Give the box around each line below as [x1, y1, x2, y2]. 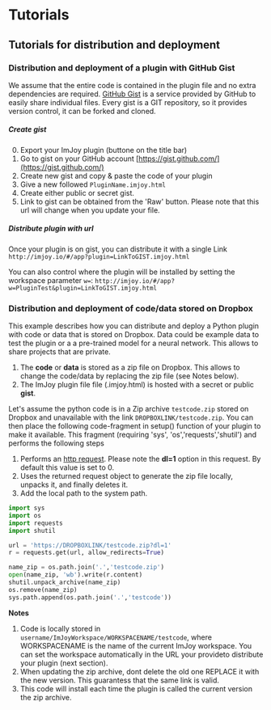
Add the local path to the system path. [19, 488, 148, 498]
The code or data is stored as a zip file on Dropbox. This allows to [19, 362, 240, 373]
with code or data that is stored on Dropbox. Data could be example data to [8, 330, 260, 340]
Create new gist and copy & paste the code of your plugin [19, 171, 213, 180]
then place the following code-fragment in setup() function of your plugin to [8, 421, 261, 431]
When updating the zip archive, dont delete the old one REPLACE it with [19, 666, 260, 676]
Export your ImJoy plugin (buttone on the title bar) [19, 145, 188, 154]
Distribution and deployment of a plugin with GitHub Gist [8, 62, 235, 74]
